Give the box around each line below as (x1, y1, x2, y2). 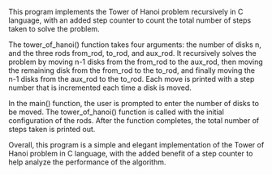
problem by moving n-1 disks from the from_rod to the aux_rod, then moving (8, 57, 264, 66)
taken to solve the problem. (8, 24, 100, 33)
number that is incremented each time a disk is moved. (8, 83, 192, 92)
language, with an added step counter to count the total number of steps (8, 15, 252, 25)
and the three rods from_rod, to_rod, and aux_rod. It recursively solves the (8, 49, 257, 58)
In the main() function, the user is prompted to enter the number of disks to (8, 99, 260, 108)
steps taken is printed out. (8, 125, 96, 134)
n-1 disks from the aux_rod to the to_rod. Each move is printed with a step (8, 75, 255, 83)
